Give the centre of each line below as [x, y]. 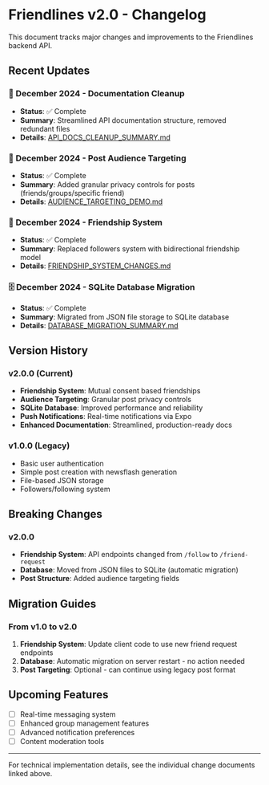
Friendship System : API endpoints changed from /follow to [119, 555]
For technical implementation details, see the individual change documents [132, 765]
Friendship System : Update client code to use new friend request [128, 644]
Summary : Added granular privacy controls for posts [107, 184]
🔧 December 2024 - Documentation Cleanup [97, 94]
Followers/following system [65, 489]
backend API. [30, 45]
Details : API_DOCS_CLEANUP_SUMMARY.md [95, 137]
